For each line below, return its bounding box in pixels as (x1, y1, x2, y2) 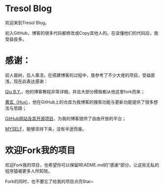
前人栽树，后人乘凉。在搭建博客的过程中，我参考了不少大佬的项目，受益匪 (5, 72, 155, 78)
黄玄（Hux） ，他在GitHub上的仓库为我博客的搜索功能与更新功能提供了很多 (5, 99, 154, 105)
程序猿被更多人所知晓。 (5, 168, 52, 174)
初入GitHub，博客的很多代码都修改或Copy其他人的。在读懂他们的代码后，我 (5, 30, 159, 36)
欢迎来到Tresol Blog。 (5, 20, 50, 25)
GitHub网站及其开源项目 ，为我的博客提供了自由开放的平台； (5, 115, 126, 121)
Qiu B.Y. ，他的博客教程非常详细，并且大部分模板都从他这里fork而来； (5, 88, 145, 94)
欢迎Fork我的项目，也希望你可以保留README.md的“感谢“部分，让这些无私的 (5, 162, 159, 168)
